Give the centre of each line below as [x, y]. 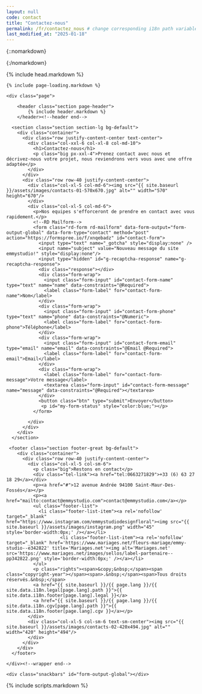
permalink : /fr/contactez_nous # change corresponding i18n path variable [102, 29]
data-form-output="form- [155, 228]
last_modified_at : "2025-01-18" [47, 34]
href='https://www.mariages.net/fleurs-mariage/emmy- [118, 543]
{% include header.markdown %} [67, 112]
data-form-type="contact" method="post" [98, 233]
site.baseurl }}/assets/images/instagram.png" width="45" [80, 527]
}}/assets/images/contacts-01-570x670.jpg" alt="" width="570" [87, 191]
